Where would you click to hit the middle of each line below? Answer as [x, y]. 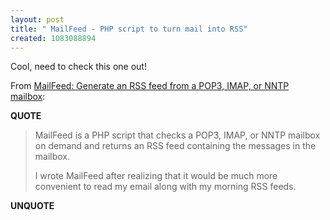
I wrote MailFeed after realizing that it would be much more [156, 176]
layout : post [37, 19]
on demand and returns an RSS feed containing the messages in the [175, 146]
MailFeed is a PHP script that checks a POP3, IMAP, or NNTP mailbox [177, 135]
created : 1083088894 [53, 38]
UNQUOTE [32, 206]
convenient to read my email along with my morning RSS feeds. [165, 187]
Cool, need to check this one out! [78, 67]
